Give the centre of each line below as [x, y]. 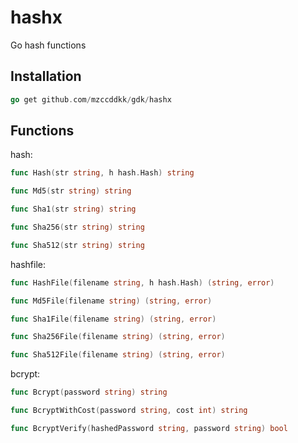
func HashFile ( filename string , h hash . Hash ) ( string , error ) [142, 282]
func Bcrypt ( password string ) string [89, 392]
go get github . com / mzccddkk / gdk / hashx [91, 99]
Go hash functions [48, 45]
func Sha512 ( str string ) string [77, 245]
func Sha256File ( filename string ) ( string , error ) [118, 337]
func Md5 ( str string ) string [71, 191]
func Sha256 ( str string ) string [77, 227]
